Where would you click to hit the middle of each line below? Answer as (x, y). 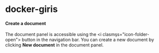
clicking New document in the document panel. (54, 45)
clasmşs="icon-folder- (126, 34)
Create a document (26, 23)
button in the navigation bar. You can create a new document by (88, 40)
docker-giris (32, 9)
